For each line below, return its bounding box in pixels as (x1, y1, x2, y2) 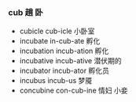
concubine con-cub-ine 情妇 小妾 (19, 85, 128, 96)
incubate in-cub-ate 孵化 (19, 36, 101, 46)
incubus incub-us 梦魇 (19, 76, 93, 85)
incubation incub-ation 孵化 (19, 46, 109, 56)
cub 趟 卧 (8, 6, 43, 17)
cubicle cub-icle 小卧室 (19, 26, 95, 36)
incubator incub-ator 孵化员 (19, 66, 110, 76)
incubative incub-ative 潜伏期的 (19, 56, 122, 66)
